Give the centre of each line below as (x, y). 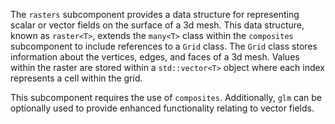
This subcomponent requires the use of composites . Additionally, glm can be (166, 97)
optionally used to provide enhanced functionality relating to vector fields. (162, 108)
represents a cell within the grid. (76, 78)
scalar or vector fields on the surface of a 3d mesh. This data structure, (157, 25)
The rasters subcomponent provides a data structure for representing (155, 14)
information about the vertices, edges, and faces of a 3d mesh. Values (155, 57)
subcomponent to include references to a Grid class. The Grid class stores (164, 46)
